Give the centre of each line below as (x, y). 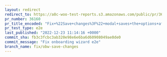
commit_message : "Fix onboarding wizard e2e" (53, 42)
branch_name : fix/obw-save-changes (42, 47)
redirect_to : (18, 14)
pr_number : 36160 (23, 19)
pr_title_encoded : (24, 24)
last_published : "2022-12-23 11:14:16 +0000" (53, 33)
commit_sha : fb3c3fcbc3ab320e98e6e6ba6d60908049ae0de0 (63, 38)
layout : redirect (23, 10)
